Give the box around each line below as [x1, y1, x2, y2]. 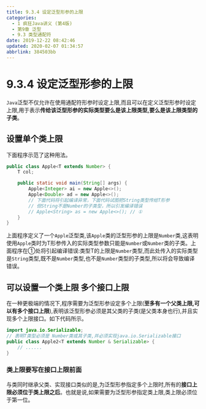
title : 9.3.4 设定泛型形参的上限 [6, 9, 84, 15]
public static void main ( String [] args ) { [17, 180, 128, 186]
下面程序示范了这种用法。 [6, 151, 71, 158]
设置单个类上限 [6, 134, 63, 144]
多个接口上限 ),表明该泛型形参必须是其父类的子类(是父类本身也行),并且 [17, 307, 193, 315]
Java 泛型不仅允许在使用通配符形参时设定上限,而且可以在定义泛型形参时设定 [6, 99, 196, 106]
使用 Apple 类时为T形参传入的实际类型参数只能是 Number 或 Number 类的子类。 [6, 240, 191, 247]
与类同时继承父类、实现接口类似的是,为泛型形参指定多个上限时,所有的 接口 [6, 381, 193, 388]
